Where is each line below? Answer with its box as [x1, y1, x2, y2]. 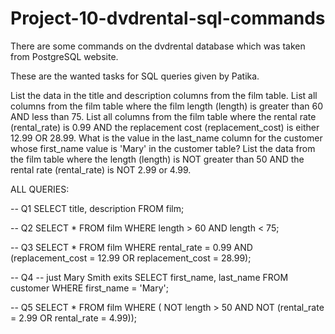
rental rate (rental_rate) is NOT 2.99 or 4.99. [10, 163, 192, 176]
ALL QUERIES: [10, 183, 70, 195]
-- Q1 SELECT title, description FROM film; [10, 202, 185, 214]
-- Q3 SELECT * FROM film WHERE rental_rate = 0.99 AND [10, 241, 253, 253]
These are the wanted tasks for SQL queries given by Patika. [10, 70, 260, 82]
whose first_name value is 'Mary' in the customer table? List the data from [10, 142, 316, 154]
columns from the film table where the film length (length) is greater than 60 [10, 100, 323, 112]
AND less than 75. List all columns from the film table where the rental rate [10, 110, 317, 122]
